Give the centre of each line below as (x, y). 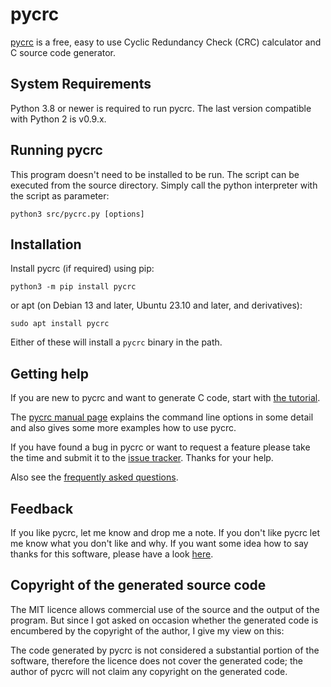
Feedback (42, 508)
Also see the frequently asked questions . (94, 477)
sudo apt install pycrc (60, 324)
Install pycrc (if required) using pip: (82, 269)
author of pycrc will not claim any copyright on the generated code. (149, 671)
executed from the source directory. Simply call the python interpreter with (164, 185)
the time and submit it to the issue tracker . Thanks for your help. (142, 458)
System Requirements (81, 84)
